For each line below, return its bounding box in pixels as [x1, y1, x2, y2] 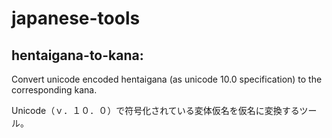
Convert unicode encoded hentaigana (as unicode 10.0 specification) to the [11, 73, 323, 85]
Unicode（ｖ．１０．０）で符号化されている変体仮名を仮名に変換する [11, 105, 300, 116]
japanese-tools [11, 7, 141, 30]
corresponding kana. [11, 84, 98, 96]
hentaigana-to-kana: [11, 47, 144, 64]
